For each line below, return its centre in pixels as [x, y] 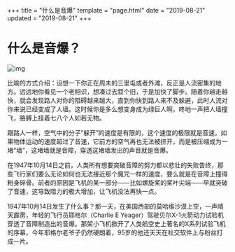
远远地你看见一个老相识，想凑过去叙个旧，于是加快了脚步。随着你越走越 [123, 91]
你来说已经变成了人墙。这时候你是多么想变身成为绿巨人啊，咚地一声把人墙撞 [117, 109]
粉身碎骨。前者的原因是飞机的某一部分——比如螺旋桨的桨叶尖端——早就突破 [117, 182]
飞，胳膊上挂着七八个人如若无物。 [56, 118]
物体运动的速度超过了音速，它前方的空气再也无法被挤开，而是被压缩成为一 [120, 141]
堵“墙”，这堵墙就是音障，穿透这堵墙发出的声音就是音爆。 [90, 150]
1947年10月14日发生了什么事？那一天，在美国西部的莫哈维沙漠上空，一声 [113, 206]
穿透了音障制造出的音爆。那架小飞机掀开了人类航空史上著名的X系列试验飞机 [116, 223]
